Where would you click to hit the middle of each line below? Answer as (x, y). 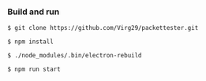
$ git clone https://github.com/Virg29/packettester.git (103, 28)
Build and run (34, 12)
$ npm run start (34, 69)
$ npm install (31, 42)
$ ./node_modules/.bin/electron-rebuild (75, 56)
